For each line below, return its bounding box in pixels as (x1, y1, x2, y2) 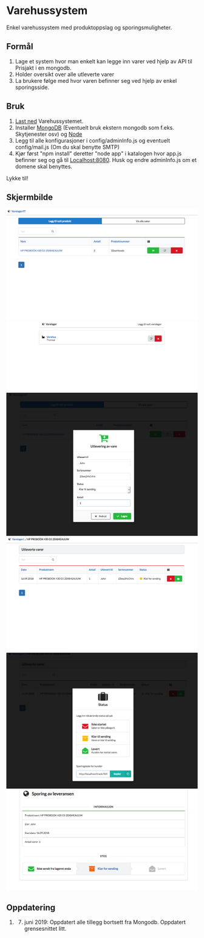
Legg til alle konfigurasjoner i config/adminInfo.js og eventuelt (15, 136, 170, 144)
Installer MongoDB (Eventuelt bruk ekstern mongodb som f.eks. (15, 124, 175, 131)
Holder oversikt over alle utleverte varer (15, 71, 114, 78)
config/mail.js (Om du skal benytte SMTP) (15, 143, 120, 150)
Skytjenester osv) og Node (15, 130, 83, 138)
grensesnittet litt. (24, 925, 67, 932)
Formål (6, 41, 33, 52)
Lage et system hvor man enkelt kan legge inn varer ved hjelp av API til (15, 57, 192, 65)
